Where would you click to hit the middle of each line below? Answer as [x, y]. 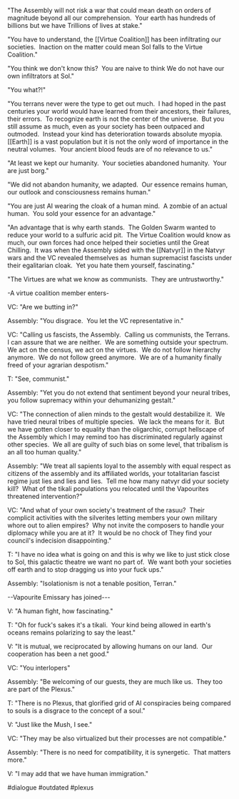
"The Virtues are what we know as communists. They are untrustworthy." [116, 279]
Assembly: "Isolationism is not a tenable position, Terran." [92, 583]
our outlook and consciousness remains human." [79, 192]
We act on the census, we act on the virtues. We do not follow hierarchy [114, 350]
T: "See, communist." [39, 379]
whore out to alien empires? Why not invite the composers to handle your [116, 525]
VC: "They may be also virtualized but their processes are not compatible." [117, 738]
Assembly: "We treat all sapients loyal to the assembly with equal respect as [119, 466]
